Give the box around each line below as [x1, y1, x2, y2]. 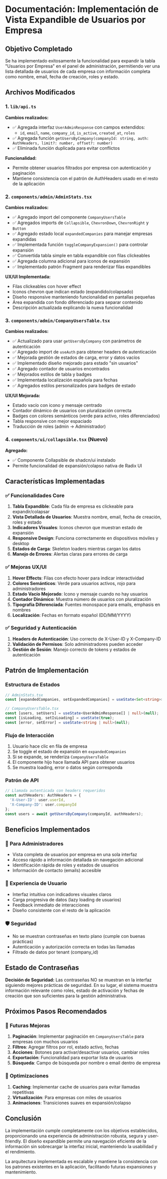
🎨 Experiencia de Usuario [5, 880, 67, 887]
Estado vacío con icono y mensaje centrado [12, 402, 102, 408]
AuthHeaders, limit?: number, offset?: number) [12, 141, 113, 146]
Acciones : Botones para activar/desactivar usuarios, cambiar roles [12, 1049, 150, 1055]
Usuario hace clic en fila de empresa [12, 743, 88, 749]
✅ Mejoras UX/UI [5, 564, 47, 571]
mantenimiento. [5, 1169, 37, 1175]
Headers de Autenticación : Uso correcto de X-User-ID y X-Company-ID [12, 635, 161, 642]
